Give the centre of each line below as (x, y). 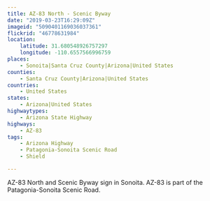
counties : (22, 72)
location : (22, 40)
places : (19, 59)
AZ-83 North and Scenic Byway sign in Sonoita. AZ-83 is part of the (105, 182)
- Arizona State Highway (56, 117)
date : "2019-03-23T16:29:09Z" (51, 20)
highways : (22, 124)
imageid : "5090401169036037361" (54, 27)
